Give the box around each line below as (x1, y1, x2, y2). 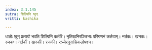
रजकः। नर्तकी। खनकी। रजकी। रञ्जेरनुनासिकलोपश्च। (5, 39, 94, 45)
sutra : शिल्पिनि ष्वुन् (5, 12, 38, 17)
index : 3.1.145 (5, 7, 37, 12)
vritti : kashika (5, 16, 38, 21)
